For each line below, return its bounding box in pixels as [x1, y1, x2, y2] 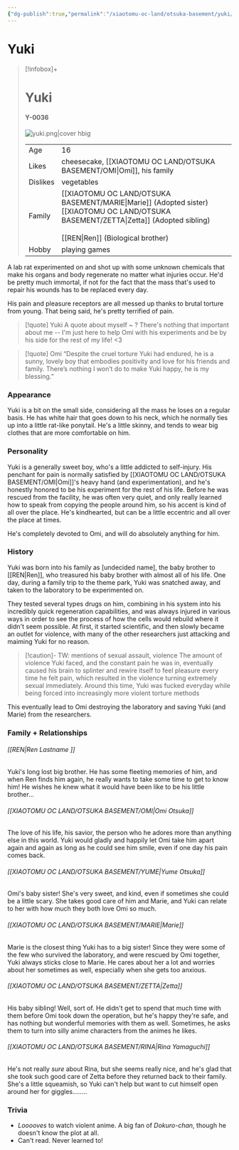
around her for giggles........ [7, 1087, 87, 1095]
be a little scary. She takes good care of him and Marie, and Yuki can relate [7, 897, 228, 906]
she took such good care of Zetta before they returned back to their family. [7, 1072, 227, 1080]
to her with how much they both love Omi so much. [7, 904, 157, 913]
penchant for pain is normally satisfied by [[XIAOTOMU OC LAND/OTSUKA [7, 470, 226, 478]
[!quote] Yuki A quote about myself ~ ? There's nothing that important [24, 321, 229, 329]
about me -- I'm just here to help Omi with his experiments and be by [24, 328, 227, 336]
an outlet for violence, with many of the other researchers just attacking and [7, 630, 230, 638]
